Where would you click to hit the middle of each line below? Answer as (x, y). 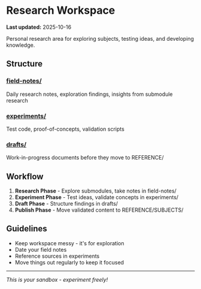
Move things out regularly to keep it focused (69, 262)
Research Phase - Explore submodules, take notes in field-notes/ (95, 191)
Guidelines (27, 229)
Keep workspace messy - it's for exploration (69, 243)
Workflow (25, 177)
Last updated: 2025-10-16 (39, 27)
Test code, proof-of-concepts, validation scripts (65, 129)
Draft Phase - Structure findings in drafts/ (66, 204)
